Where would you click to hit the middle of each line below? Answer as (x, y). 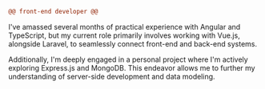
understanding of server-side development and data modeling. (112, 76)
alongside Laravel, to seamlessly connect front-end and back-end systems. (133, 43)
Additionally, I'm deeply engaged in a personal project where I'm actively (128, 59)
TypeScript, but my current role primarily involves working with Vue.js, (124, 35)
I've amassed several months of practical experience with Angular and (124, 26)
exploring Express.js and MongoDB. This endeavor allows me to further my (132, 67)
